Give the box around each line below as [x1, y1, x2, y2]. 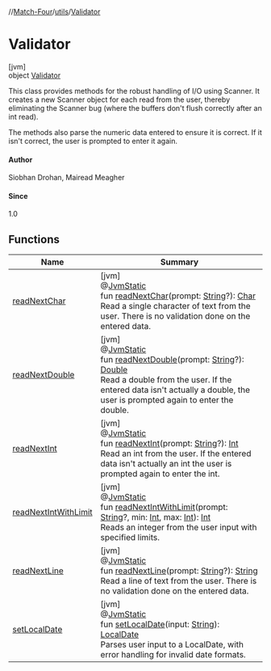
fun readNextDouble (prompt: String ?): [100, 354, 244, 365]
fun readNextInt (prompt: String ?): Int [100, 438, 239, 449]
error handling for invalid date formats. [100, 649, 246, 660]
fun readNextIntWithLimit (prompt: [100, 501, 228, 513]
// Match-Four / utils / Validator [8, 7, 101, 16]
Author [8, 154, 33, 164]
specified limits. [100, 532, 160, 543]
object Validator [8, 70, 61, 80]
